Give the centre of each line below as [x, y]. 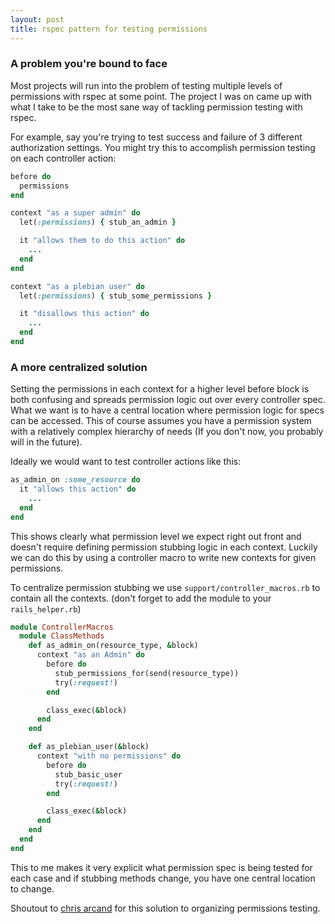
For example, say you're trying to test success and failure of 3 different [156, 137]
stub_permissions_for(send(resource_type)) [147, 673]
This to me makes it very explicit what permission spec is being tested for [161, 867]
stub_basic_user [88, 774]
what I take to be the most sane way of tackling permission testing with [156, 107]
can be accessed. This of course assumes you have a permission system [161, 421]
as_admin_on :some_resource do [75, 480]
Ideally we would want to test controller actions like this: [126, 462]
